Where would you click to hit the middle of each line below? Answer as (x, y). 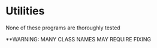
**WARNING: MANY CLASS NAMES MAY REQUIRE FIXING (78, 39)
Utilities (25, 11)
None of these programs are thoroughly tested (63, 28)
